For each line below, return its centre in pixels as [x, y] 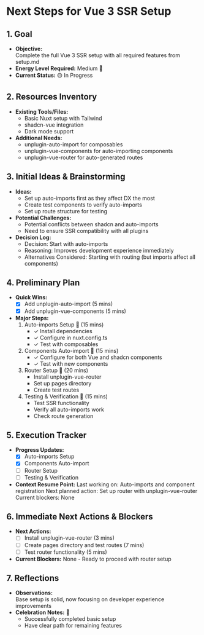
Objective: [29, 49]
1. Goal [19, 34]
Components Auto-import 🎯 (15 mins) [71, 350]
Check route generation [63, 416]
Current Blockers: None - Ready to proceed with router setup [93, 559]
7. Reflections [33, 578]
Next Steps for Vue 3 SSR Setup [89, 11]
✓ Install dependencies [63, 331]
